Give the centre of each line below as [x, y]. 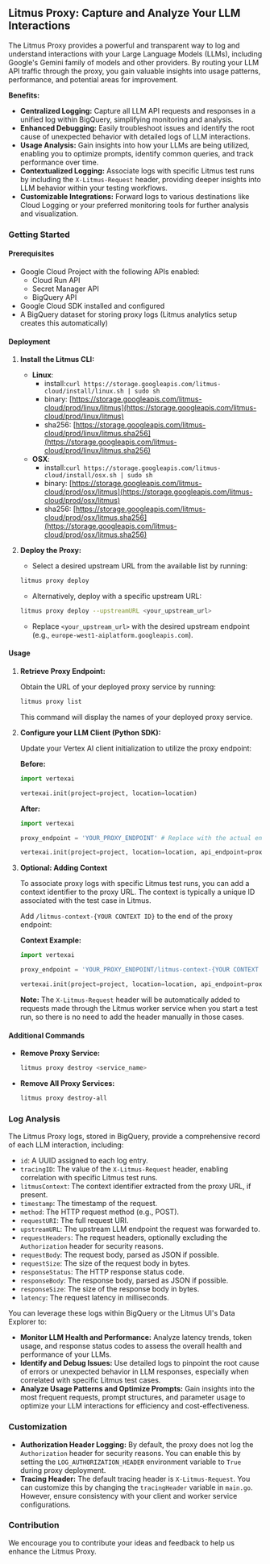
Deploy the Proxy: [51, 551]
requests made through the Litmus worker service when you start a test [139, 1008]
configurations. [45, 1504]
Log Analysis [34, 1118]
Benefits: [24, 95]
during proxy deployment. [63, 1470]
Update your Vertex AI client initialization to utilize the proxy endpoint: [136, 748]
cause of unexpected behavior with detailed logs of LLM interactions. [135, 136]
